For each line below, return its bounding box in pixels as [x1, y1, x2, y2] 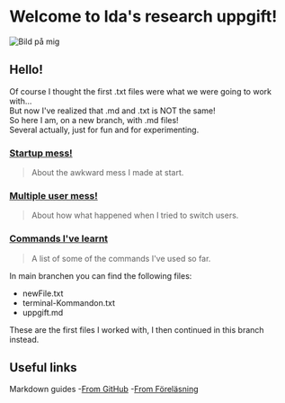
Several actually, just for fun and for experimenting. [9, 124, 200, 135]
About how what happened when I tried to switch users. [31, 210, 239, 221]
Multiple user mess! [9, 189, 99, 201]
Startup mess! [9, 147, 74, 159]
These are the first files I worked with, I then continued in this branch [9, 324, 264, 335]
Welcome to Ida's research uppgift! [9, 6, 278, 27]
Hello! [9, 62, 43, 77]
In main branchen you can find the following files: [9, 270, 192, 281]
